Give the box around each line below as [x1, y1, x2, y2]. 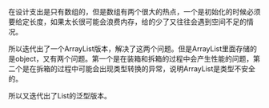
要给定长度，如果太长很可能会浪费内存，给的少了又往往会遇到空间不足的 [8, 17, 247, 26]
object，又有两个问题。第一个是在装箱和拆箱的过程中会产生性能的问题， [14, 54, 254, 63]
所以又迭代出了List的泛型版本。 [8, 91, 112, 100]
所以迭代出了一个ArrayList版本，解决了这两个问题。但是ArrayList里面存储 [8, 44, 251, 54]
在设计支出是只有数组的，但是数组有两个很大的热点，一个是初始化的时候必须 [8, 7, 261, 16]
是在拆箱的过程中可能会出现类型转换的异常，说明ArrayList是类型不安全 [22, 64, 256, 74]
